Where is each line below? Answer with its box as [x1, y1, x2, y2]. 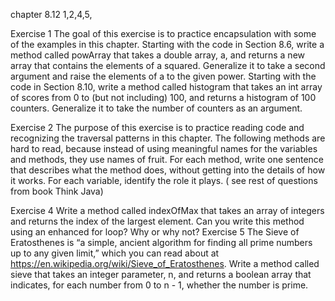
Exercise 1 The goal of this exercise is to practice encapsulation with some [10, 28, 317, 39]
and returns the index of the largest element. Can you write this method [10, 215, 305, 227]
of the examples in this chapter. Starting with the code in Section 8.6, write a [10, 39, 325, 50]
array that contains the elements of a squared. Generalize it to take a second [10, 60, 326, 71]
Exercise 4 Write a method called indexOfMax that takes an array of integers [10, 205, 325, 216]
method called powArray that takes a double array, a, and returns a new [10, 49, 306, 61]
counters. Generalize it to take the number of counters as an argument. [10, 102, 303, 114]
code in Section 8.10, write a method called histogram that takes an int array [10, 81, 323, 93]
